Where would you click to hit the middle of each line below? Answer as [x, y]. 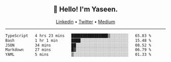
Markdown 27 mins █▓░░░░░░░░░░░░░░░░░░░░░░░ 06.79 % [78, 50]
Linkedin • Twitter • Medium [85, 21]
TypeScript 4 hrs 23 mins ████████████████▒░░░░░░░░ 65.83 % [78, 36]
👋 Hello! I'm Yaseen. [85, 9]
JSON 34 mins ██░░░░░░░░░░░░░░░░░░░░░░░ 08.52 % [78, 45]
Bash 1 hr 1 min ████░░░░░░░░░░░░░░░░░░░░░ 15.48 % [78, 40]
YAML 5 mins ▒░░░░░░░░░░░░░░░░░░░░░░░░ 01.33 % [78, 55]
